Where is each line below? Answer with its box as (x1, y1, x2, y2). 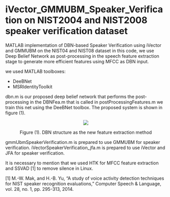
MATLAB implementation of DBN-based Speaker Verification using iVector (5, 42, 162, 48)
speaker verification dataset (5, 26, 128, 37)
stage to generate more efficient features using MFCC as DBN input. (5, 58, 149, 64)
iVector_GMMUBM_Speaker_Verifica (5, 4, 163, 15)
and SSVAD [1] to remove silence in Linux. (5, 165, 93, 171)
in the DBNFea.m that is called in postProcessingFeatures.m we (30, 98, 163, 105)
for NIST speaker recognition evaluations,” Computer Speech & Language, (5, 180, 162, 187)
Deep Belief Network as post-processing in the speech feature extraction (5, 53, 160, 59)
